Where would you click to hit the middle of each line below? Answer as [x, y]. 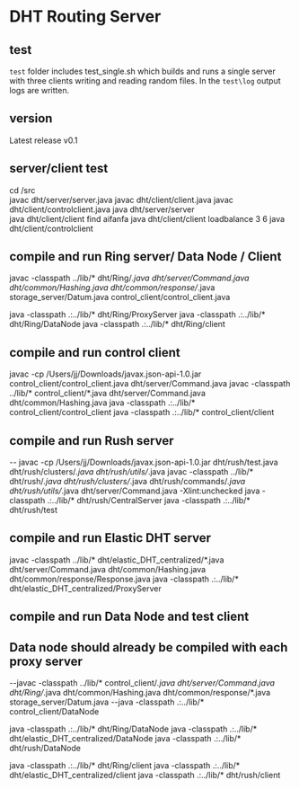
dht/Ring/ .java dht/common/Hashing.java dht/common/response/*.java [140, 693]
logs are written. [40, 90]
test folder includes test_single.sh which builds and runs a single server [142, 71]
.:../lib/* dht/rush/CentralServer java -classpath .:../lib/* [149, 501]
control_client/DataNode [54, 712]
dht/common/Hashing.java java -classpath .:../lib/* [102, 403]
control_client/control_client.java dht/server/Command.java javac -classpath [150, 384]
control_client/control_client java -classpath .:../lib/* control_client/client [142, 412]
